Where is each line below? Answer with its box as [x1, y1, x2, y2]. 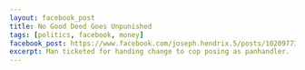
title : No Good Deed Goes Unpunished [9, 22, 152, 31]
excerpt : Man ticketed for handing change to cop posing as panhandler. [9, 47, 290, 56]
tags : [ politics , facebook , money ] [9, 30, 144, 39]
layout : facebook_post [9, 13, 95, 23]
